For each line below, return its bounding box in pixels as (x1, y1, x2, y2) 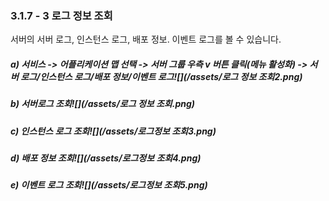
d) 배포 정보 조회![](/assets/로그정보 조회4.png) (10, 152, 202, 164)
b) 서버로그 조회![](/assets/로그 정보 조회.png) (10, 98, 196, 110)
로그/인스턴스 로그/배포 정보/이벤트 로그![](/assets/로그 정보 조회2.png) (20, 70, 303, 82)
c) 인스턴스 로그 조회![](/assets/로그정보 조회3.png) (10, 125, 217, 137)
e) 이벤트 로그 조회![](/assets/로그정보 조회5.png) (10, 179, 208, 191)
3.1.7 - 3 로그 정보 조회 (10, 8, 113, 22)
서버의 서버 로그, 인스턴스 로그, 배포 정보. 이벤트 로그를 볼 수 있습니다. (10, 33, 282, 46)
